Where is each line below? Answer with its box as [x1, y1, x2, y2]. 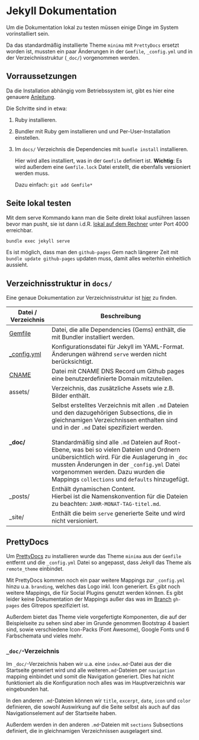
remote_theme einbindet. [6, 565, 64, 572]
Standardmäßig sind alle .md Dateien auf [51, 438, 163, 447]
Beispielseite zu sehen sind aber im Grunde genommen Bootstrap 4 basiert [6, 620, 190, 627]
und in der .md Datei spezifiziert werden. [51, 424, 163, 432]
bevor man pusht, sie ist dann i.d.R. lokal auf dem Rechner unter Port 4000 [6, 220, 189, 228]
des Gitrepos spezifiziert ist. [20, 602, 90, 609]
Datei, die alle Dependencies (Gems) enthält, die [51, 326, 186, 334]
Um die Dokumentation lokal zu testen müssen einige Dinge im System [6, 24, 179, 31]
